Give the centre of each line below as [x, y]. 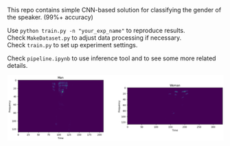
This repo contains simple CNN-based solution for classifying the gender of [114, 10]
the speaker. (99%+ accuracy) [50, 17]
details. [18, 65]
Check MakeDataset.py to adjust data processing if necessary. [94, 38]
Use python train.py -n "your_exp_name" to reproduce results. [96, 31]
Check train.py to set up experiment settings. [72, 45]
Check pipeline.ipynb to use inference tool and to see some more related [112, 58]
